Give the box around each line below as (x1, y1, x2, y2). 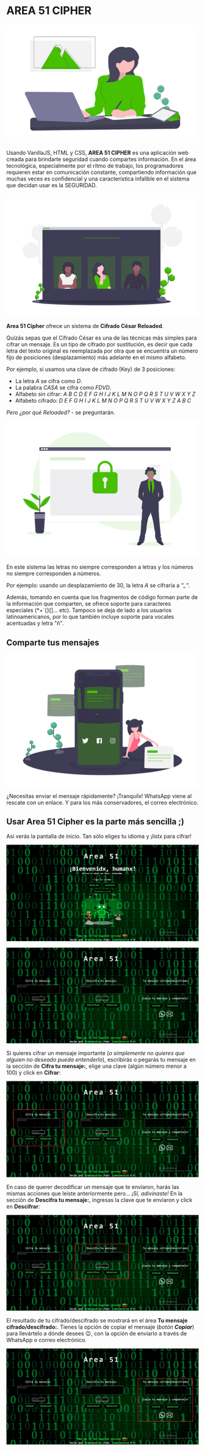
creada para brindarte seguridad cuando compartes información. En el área (6, 155, 196, 163)
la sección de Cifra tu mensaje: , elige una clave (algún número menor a (6, 1062, 187, 1070)
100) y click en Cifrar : (6, 1069, 61, 1076)
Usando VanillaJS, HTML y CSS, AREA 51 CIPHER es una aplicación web (6, 149, 189, 157)
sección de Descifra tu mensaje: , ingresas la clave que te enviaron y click (6, 1196, 193, 1203)
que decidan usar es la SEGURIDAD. (6, 182, 97, 189)
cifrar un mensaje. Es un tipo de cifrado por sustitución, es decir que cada (6, 340, 193, 348)
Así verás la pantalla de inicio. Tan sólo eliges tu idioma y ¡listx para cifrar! (6, 833, 192, 840)
